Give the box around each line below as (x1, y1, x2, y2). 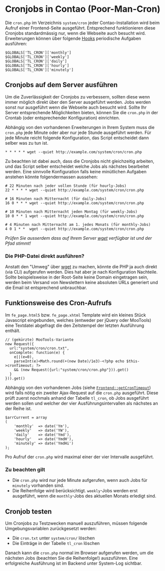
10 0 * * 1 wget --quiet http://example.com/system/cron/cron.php (5, 213, 144, 219)
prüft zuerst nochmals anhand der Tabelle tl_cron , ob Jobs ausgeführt (5, 395, 149, 401)
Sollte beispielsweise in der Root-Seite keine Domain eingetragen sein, (5, 274, 149, 280)
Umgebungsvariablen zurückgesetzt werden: (5, 525, 97, 531)
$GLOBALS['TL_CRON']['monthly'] (5, 50, 71, 55)
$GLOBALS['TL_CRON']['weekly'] (5, 54, 69, 60)
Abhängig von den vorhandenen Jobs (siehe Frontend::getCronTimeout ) (5, 384, 151, 390)
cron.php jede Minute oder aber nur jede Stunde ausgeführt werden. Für (5, 129, 152, 135)
